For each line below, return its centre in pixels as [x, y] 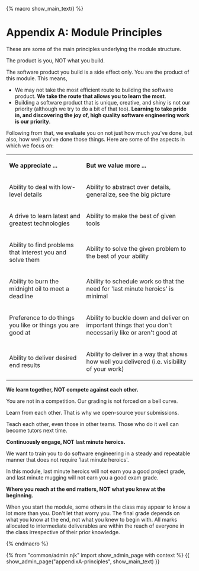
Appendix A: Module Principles [84, 33]
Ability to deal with [35, 187]
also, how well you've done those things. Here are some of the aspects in [96, 139]
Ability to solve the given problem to [136, 248]
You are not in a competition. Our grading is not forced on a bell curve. [92, 401]
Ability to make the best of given [131, 216]
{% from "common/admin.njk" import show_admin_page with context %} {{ [98, 555]
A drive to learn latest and [45, 216]
